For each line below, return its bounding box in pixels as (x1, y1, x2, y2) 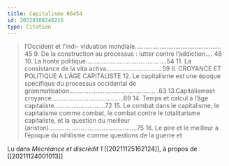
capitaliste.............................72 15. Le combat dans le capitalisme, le (24, 102, 220, 110)
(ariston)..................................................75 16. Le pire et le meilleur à (24, 123, 219, 133)
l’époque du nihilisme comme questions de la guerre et (24, 131, 183, 139)
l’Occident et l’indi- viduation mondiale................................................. (24, 43, 221, 51)
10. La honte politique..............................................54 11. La (24, 57, 192, 66)
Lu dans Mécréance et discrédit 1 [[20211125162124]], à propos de (7, 144, 198, 153)
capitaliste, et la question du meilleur (24, 116, 131, 125)
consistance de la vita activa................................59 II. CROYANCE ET (24, 64, 222, 73)
